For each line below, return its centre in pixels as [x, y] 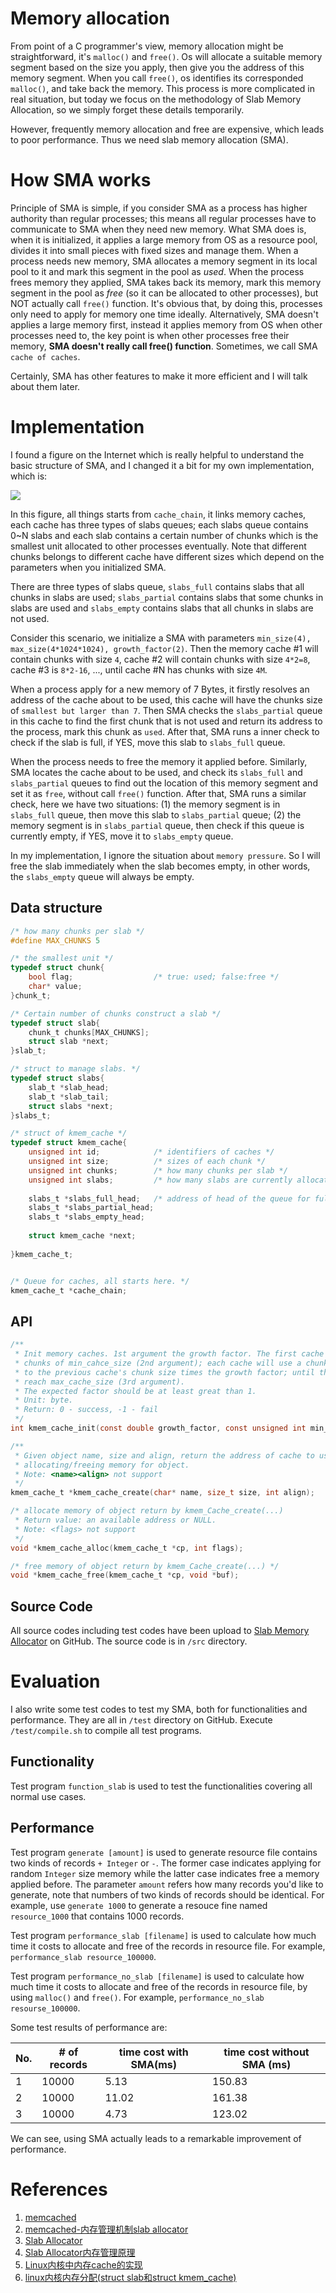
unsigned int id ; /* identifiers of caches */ [151, 1152]
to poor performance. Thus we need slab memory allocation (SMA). [149, 139]
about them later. [45, 386]
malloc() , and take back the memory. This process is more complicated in [163, 88]
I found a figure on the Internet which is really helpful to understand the [157, 454]
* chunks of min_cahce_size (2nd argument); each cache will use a [158, 1363]
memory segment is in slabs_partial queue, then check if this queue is [157, 825]
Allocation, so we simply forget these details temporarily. [127, 109]
